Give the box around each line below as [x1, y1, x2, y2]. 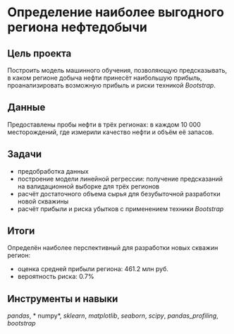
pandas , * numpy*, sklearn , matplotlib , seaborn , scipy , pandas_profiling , [7, 311, 218, 320]
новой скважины [17, 197, 69, 205]
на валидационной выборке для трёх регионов [17, 181, 160, 191]
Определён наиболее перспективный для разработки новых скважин [7, 244, 218, 252]
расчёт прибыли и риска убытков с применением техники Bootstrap [17, 204, 224, 213]
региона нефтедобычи [7, 19, 148, 35]
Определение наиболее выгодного [7, 4, 224, 20]
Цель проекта [7, 47, 72, 59]
